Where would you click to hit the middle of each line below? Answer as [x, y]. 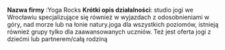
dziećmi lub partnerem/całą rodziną [57, 39]
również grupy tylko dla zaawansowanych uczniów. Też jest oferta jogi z [109, 32]
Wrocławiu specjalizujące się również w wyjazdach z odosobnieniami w [108, 17]
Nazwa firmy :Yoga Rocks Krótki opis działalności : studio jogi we [100, 10]
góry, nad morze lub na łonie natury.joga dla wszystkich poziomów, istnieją [113, 24]
